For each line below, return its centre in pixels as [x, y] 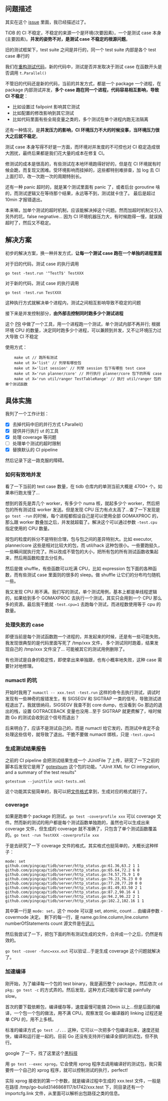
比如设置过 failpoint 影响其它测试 [46, 106]
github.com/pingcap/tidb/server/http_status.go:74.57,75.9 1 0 [72, 875]
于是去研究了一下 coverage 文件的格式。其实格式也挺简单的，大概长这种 [79, 846]
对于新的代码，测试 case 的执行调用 [42, 283]
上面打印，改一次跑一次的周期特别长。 [44, 176]
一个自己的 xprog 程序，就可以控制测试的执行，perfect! [71, 1070]
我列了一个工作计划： [27, 414]
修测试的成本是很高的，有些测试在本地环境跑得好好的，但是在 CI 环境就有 [81, 164]
